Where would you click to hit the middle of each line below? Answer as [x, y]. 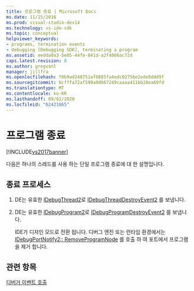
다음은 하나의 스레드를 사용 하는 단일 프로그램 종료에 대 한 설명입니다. [85, 164]
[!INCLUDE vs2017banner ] [37, 152]
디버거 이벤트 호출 [26, 282]
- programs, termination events [46, 45]
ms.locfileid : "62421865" [38, 104]
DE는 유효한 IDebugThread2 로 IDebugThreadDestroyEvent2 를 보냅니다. [100, 200]
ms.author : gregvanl [31, 66]
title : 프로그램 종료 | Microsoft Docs [51, 11]
